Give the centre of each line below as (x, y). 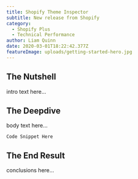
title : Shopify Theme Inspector (47, 12)
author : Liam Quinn (31, 40)
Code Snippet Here (30, 137)
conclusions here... (30, 170)
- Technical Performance (43, 35)
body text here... (27, 126)
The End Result (36, 155)
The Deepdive (34, 111)
